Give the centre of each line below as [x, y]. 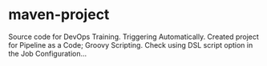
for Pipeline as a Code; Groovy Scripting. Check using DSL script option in [131, 45]
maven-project [59, 15]
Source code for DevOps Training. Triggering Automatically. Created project [133, 37]
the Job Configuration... [48, 53]
